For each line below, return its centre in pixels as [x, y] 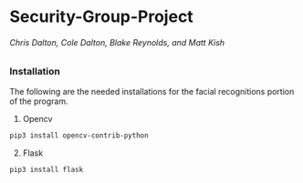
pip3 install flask [47, 169]
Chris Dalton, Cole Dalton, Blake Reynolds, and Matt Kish [117, 42]
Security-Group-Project [101, 17]
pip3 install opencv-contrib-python [79, 135]
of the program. [39, 101]
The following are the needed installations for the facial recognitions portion [152, 91]
